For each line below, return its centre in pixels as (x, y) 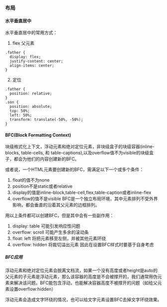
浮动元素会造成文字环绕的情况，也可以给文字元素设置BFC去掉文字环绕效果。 (83, 300)
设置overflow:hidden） (33, 289)
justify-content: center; (37, 61)
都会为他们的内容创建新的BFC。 (46, 159)
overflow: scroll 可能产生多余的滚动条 (50, 232)
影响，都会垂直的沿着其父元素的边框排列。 (56, 205)
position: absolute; (31, 107)
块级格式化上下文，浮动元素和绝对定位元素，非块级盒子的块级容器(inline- (80, 147)
